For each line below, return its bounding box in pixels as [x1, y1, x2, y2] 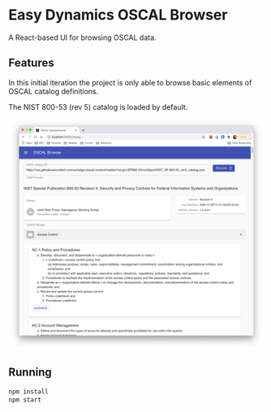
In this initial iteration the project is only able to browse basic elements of [8, 77, 252, 87]
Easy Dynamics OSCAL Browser [8, 6, 228, 24]
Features [8, 56, 54, 70]
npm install [8, 388, 49, 396]
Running [8, 365, 53, 379]
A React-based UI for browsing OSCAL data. [8, 33, 157, 42]
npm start [8, 396, 42, 404]
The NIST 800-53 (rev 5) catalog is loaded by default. [8, 102, 188, 111]
